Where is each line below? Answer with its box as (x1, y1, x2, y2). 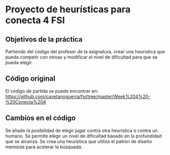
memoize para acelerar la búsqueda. (5, 144, 83, 150)
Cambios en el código (5, 114, 76, 123)
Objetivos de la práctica (5, 35, 83, 44)
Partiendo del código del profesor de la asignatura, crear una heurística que (5, 49, 165, 54)
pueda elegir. (5, 60, 33, 65)
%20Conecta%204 (5, 99, 46, 105)
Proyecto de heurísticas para (5, 4, 131, 15)
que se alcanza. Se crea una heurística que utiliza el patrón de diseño (5, 138, 152, 144)
